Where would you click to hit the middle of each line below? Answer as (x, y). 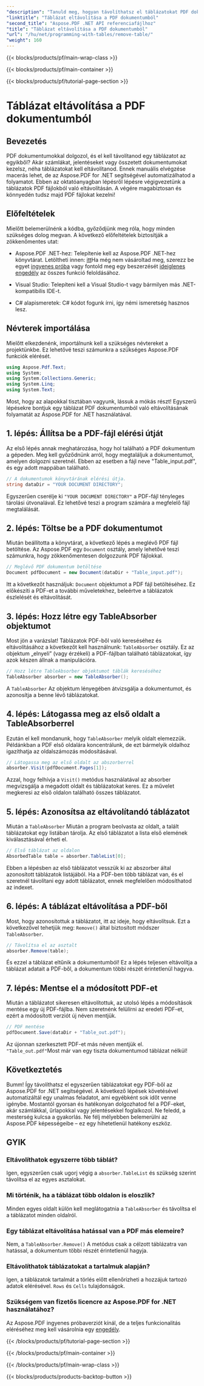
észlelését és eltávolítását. (39, 597)
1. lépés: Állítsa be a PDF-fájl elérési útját (85, 433)
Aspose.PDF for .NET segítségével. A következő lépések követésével (92, 1091)
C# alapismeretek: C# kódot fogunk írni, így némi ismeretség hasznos (102, 303)
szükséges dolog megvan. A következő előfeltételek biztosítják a (87, 235)
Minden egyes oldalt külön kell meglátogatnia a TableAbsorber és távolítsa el (101, 1208)
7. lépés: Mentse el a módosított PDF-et (82, 988)
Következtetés (34, 1070)
